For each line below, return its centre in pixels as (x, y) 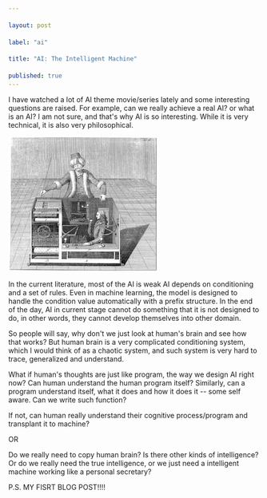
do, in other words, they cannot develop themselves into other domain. (125, 318)
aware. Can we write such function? (68, 400)
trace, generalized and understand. (66, 358)
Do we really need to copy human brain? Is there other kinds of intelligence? (133, 454)
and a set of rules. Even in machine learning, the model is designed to (123, 292)
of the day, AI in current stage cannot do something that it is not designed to (134, 309)
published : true (35, 76)
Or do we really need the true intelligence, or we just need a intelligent (124, 463)
